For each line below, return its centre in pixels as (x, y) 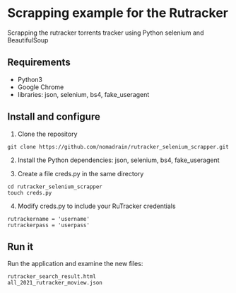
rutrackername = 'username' (49, 219)
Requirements (39, 63)
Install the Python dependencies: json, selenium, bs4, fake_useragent (119, 160)
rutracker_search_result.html (52, 277)
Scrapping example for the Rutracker (118, 13)
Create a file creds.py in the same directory (81, 173)
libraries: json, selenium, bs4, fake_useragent (83, 94)
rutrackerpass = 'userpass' (49, 225)
